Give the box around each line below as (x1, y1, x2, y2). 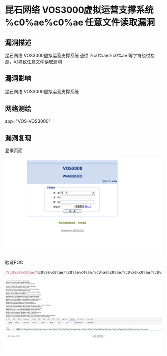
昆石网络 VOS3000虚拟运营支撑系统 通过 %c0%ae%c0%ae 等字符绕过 (5, 53, 151, 58)
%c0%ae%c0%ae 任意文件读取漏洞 (5, 17, 155, 28)
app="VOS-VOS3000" (5, 118, 51, 124)
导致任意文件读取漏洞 (18, 59, 62, 65)
